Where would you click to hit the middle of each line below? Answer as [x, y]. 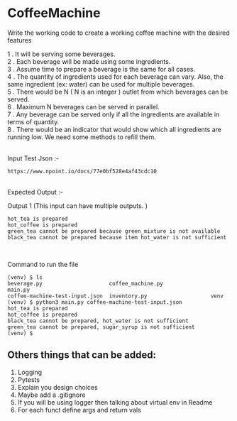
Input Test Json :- [33, 158]
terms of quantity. [33, 121]
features [20, 40]
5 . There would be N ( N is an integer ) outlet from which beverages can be [118, 92]
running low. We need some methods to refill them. [82, 137]
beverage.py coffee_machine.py [85, 283]
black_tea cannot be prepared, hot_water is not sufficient [98, 321]
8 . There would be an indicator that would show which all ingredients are [115, 129]
